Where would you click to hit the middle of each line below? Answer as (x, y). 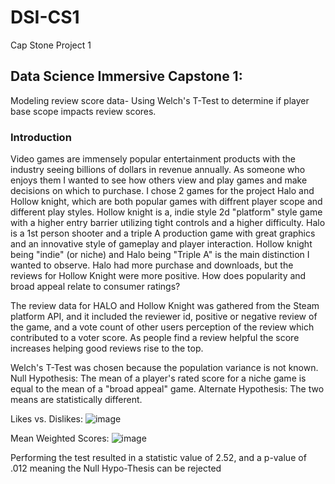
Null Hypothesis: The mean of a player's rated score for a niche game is (158, 378)
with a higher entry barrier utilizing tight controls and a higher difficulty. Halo (168, 223)
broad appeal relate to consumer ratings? (95, 287)
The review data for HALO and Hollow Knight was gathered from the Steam (165, 306)
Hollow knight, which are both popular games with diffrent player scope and (166, 202)
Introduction (41, 137)
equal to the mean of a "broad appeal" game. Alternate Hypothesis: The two (167, 389)
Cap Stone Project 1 (51, 45)
